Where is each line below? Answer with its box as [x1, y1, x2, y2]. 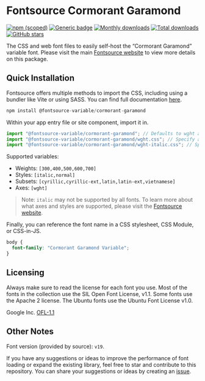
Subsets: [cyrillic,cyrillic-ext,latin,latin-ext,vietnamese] [15, 178, 176, 185]
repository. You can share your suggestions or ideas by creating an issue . [6, 368, 192, 375]
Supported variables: [6, 153, 59, 160]
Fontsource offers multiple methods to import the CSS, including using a [6, 89, 188, 97]
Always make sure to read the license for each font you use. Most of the [6, 284, 188, 291]
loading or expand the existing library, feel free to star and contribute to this [6, 361, 196, 368]
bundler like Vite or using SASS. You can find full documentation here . [6, 95, 182, 103]
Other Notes [6, 327, 54, 337]
